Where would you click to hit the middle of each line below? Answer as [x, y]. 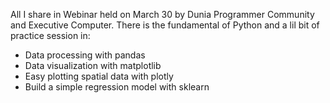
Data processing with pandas [85, 55]
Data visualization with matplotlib [93, 65]
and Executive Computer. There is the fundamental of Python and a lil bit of [165, 25]
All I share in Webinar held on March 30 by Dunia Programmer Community [162, 14]
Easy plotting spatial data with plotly [99, 76]
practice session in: [50, 35]
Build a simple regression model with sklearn [117, 87]
